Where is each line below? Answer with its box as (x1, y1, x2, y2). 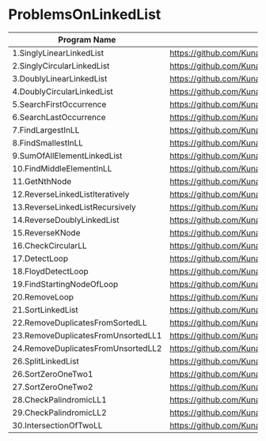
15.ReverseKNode (12, 227, 81, 238)
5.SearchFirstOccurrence (12, 99, 107, 110)
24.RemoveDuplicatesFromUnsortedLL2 (12, 342, 162, 353)
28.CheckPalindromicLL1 (12, 394, 107, 405)
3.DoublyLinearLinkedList (12, 73, 108, 84)
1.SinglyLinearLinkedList (12, 47, 104, 58)
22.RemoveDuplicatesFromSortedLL (12, 317, 148, 328)
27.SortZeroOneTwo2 (12, 381, 93, 392)
